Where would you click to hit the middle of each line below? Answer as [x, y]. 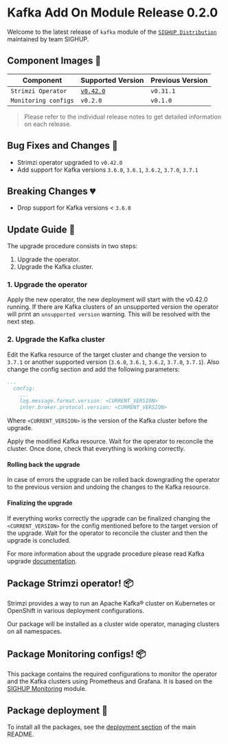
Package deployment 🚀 [58, 711]
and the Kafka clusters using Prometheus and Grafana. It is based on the [110, 681]
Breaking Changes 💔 [52, 191]
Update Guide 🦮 [41, 229]
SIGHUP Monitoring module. [47, 689]
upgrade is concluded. [39, 540]
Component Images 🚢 [54, 61]
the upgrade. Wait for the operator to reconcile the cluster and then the [107, 533]
